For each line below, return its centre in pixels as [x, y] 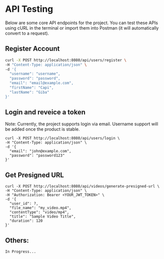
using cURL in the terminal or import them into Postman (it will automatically [82, 28]
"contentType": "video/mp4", [39, 212]
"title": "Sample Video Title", [43, 217]
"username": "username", [35, 74]
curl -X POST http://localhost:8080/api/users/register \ [66, 60]
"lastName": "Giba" [30, 92]
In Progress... [21, 252]
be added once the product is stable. [43, 129]
